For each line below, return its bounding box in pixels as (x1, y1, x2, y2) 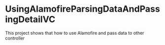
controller (5, 35, 25, 41)
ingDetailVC (5, 14, 55, 25)
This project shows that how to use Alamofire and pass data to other (5, 30, 144, 36)
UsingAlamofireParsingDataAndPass (5, 3, 161, 15)
